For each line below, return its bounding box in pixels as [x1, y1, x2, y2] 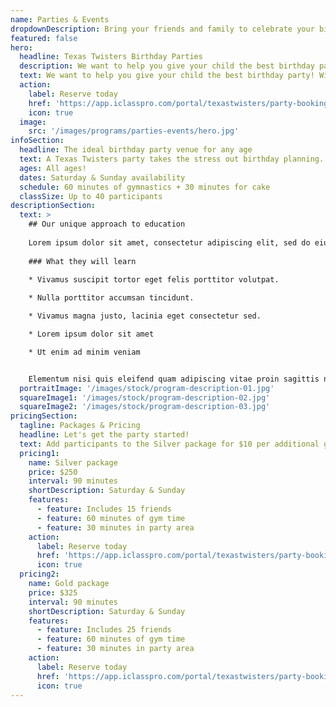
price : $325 [28, 587, 78, 598]
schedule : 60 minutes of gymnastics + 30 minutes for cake [19, 182, 271, 192]
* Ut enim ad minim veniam [28, 347, 141, 357]
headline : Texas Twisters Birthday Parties [19, 52, 203, 62]
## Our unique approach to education [28, 219, 186, 230]
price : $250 [28, 467, 78, 477]
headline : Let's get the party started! [19, 430, 190, 440]
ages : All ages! [19, 163, 87, 173]
